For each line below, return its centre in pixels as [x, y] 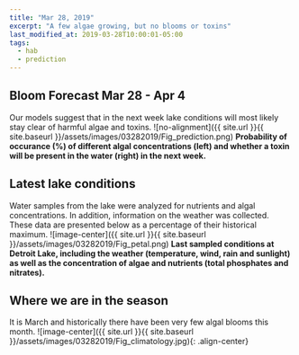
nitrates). [27, 272]
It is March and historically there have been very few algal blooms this [139, 322]
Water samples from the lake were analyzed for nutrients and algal [132, 205]
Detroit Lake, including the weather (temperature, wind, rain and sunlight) [150, 253]
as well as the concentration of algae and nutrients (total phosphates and [149, 262]
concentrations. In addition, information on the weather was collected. [140, 215]
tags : [19, 43]
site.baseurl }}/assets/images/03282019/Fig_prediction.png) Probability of [149, 137]
